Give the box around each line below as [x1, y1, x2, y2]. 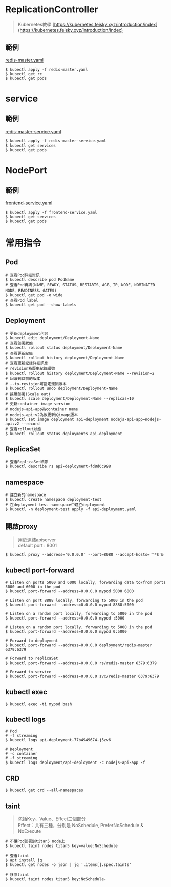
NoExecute [17, 828, 41, 834]
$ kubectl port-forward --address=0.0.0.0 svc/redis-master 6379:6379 [5, 674, 159, 679]
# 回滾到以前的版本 [5, 376, 41, 381]
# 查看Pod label [5, 298, 38, 303]
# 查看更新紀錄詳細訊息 [5, 360, 49, 366]
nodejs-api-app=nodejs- [111, 417, 161, 422]
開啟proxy [5, 522, 38, 531]
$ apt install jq [5, 858, 42, 863]
